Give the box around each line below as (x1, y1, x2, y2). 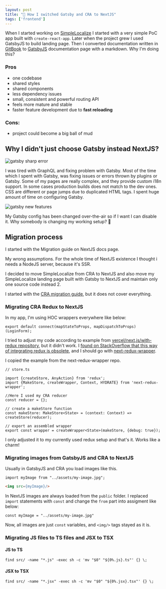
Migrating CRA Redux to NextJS (5, 303, 83, 310)
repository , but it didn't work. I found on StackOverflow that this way (18, 342, 158, 348)
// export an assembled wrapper (5, 423, 72, 428)
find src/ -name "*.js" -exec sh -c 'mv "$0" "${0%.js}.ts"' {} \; (5, 558, 148, 563)
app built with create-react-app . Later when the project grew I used (5, 35, 144, 41)
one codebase (12, 75, 42, 81)
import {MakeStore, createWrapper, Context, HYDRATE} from (5, 380, 130, 385)
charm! (5, 442, 20, 448)
